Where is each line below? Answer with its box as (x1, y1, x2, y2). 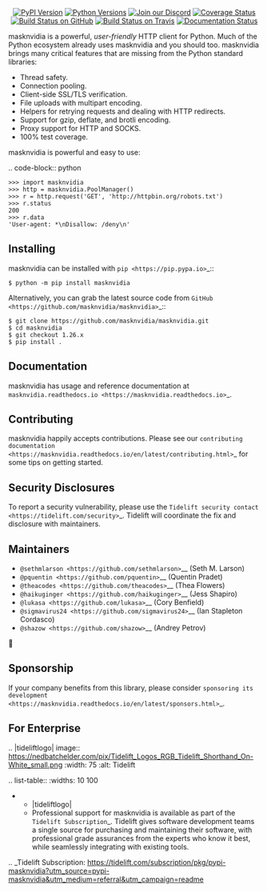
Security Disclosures (8, 481, 115, 494)
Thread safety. (19, 73, 69, 82)
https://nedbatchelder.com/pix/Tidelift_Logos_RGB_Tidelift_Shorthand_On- (8, 751, 254, 761)
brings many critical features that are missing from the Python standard (8, 49, 244, 58)
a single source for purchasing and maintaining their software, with (31, 825, 253, 834)
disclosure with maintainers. (8, 519, 102, 529)
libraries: (8, 57, 38, 66)
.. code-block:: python (8, 163, 82, 172)
